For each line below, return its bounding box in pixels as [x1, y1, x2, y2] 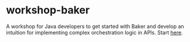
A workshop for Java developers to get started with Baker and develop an [6, 23, 185, 30]
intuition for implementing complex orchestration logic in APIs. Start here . [6, 29, 183, 36]
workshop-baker [6, 3, 90, 17]
